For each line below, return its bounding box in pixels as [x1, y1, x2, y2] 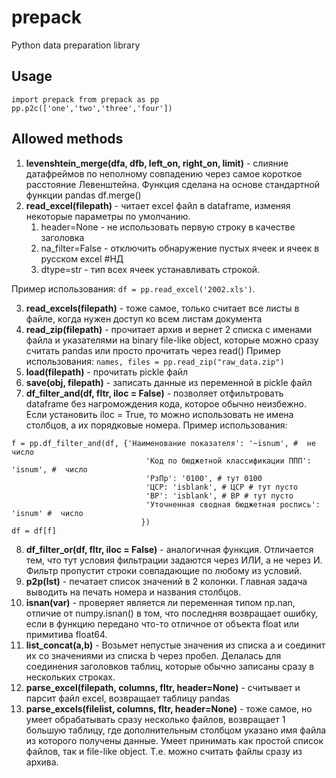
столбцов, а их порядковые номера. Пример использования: [25, 419, 288, 431]
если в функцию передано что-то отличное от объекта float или [25, 617, 300, 630]
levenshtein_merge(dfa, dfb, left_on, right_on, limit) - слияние [25, 157, 289, 169]
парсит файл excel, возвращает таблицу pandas [25, 692, 231, 704]
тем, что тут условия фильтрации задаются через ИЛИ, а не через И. [25, 554, 323, 566]
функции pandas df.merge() [25, 189, 142, 201]
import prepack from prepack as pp [11, 94, 160, 105]
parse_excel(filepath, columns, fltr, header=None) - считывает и [25, 681, 301, 693]
